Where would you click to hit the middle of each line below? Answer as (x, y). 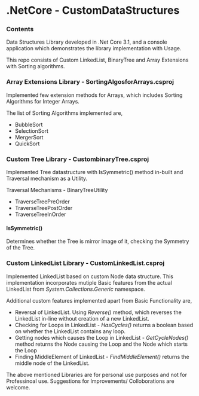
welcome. (18, 387)
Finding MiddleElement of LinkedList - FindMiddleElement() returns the (102, 357)
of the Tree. (21, 248)
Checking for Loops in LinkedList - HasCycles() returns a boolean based (104, 325)
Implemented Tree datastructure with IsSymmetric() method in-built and (95, 172)
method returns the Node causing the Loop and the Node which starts (101, 344)
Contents (20, 29)
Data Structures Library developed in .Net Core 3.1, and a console (87, 42)
